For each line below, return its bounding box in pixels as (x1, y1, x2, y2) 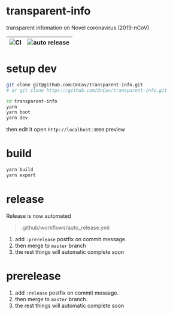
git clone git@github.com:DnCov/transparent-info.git (6, 82, 144, 88)
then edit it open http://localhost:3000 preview (6, 126, 126, 133)
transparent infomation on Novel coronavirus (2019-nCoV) (6, 24, 150, 31)
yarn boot (6, 109, 31, 115)
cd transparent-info (6, 98, 58, 104)
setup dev (6, 62, 57, 76)
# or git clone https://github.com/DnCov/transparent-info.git (6, 87, 168, 94)
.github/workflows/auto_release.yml (20, 224, 110, 231)
